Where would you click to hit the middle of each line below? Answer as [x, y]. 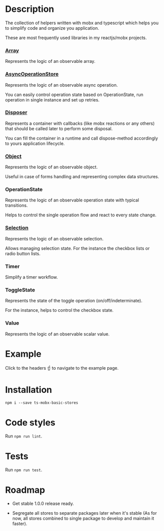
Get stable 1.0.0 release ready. [43, 504]
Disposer [16, 112]
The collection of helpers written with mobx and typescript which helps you [82, 23]
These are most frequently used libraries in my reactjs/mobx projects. [76, 38]
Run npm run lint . [24, 436]
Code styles [30, 422]
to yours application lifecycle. [35, 143]
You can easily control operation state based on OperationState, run [74, 95]
